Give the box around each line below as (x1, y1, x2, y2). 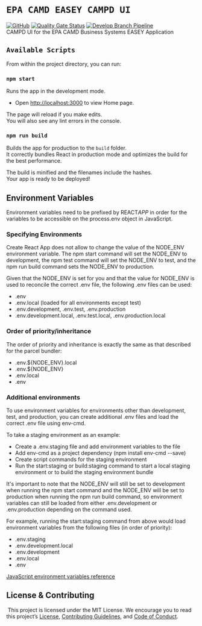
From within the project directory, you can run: (6, 60, 122, 67)
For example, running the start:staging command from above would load (6, 518, 186, 525)
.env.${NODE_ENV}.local (14, 358, 77, 366)
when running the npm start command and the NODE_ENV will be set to (6, 487, 185, 494)
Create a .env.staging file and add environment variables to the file (14, 443, 181, 450)
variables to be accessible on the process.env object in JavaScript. (6, 215, 173, 222)
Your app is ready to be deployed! (6, 175, 90, 183)
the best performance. (6, 157, 62, 164)
